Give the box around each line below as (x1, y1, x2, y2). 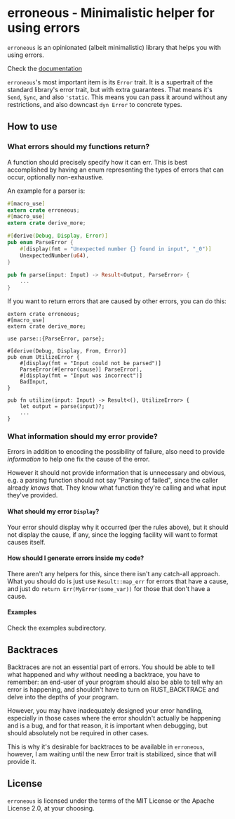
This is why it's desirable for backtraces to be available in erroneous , (7, 742, 205, 751)
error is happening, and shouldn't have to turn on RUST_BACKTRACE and (7, 685, 220, 694)
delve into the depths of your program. (7, 692, 119, 701)
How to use (7, 121, 58, 133)
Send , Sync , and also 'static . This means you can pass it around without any (7, 93, 228, 101)
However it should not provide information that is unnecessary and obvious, (7, 469, 227, 477)
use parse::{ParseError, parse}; (7, 336, 105, 343)
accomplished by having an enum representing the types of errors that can (7, 165, 224, 174)
